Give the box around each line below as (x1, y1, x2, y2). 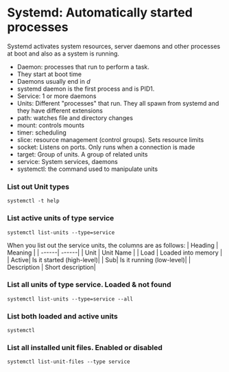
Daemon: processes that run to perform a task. (16, 62, 149, 71)
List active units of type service (7, 213, 114, 223)
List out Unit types (7, 182, 70, 191)
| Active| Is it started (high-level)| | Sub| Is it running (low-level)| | (7, 255, 191, 264)
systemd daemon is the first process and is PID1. (16, 84, 155, 93)
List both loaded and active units (7, 311, 118, 321)
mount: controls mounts (16, 121, 84, 129)
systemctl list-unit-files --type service (7, 358, 130, 365)
